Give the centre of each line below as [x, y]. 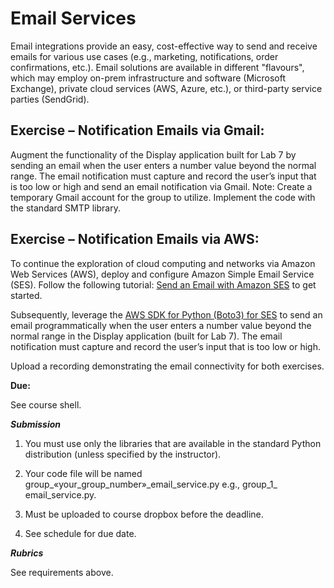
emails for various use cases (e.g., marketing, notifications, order [144, 56]
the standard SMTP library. [65, 208]
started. [26, 295]
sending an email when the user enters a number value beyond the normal [163, 165]
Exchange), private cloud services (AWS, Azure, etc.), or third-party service [166, 88]
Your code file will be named [83, 473]
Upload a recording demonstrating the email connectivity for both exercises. [167, 366]
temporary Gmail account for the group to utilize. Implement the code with [163, 197]
